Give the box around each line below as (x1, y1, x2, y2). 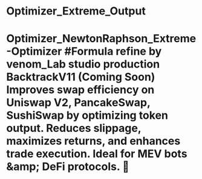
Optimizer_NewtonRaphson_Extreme (6, 32, 197, 46)
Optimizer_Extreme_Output (6, 4, 146, 18)
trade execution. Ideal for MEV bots (6, 147, 187, 161)
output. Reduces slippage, (6, 122, 142, 135)
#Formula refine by (64, 45, 162, 58)
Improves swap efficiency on (6, 83, 155, 97)
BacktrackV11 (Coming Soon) (6, 71, 155, 84)
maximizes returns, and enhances (6, 134, 181, 148)
